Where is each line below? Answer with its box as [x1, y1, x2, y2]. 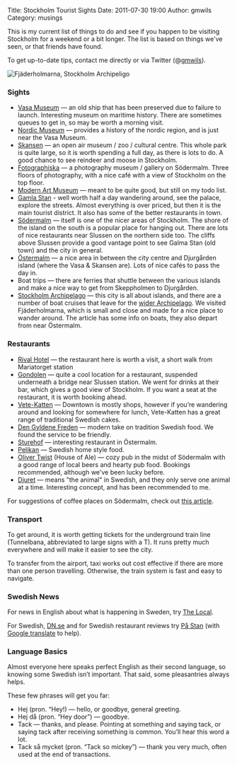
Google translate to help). [7, 629, 81, 637]
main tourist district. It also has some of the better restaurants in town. [17, 209, 223, 217]
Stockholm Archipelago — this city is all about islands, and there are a [17, 291, 221, 300]
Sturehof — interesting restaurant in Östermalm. [17, 438, 158, 446]
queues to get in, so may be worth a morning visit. [17, 118, 164, 127]
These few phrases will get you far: [7, 691, 110, 700]
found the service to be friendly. [17, 430, 112, 439]
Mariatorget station [17, 362, 74, 371]
